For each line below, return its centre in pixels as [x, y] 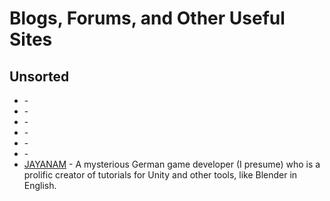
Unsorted [39, 76]
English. [40, 185]
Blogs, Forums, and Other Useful [147, 18]
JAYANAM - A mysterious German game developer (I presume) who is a [172, 164]
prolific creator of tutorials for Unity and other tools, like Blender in [160, 175]
